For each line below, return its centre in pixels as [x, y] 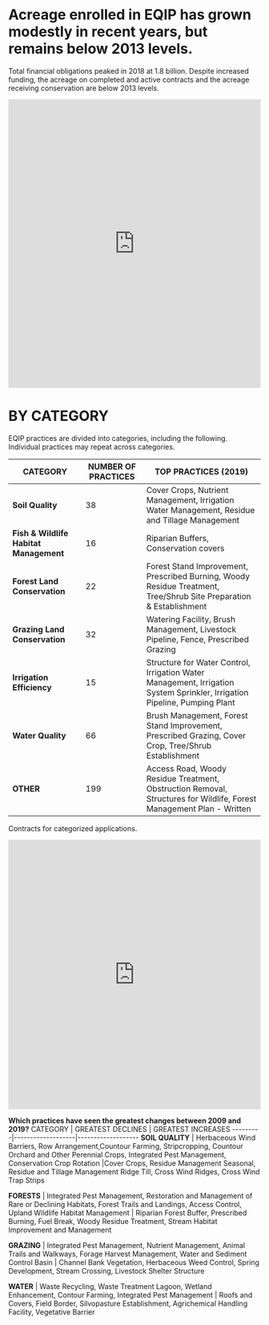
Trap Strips [27, 1180]
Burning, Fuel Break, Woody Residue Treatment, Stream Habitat [113, 1221]
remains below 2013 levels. [101, 49]
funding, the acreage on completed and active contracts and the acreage [129, 79]
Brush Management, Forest [197, 715]
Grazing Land [38, 629]
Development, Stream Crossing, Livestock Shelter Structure [106, 1270]
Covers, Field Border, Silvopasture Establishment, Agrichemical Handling [128, 1303]
